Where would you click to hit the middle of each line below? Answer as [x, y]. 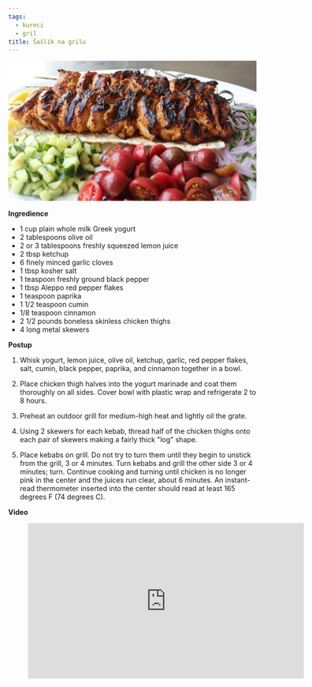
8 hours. [33, 400]
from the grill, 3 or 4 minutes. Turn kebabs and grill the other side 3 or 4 [136, 463]
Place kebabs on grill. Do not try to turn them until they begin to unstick [135, 455]
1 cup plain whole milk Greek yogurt [78, 228]
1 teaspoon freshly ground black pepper [84, 279]
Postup [20, 344]
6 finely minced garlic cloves [66, 262]
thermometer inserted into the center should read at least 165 [136, 488]
